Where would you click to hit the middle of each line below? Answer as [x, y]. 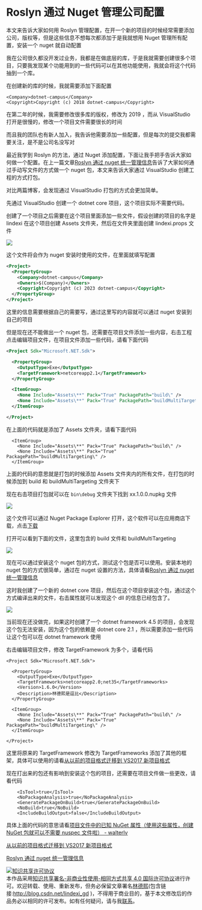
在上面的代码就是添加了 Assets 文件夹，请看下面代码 [72, 429]
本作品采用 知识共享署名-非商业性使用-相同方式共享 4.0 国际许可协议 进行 [96, 878]
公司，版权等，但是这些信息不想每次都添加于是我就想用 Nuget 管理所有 [94, 37]
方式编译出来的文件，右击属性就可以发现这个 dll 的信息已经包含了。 [90, 597]
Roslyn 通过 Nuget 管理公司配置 [85, 12]
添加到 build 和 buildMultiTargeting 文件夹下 [66, 481]
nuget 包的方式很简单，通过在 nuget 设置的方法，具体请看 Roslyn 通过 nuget [100, 570]
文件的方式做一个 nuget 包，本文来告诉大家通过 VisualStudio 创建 [108, 169]
